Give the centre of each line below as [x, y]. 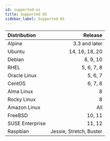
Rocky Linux [22, 100]
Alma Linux [20, 91]
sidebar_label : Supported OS [35, 19]
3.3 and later [88, 44]
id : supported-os [23, 10]
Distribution [22, 35]
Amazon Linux [24, 108]
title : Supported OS [26, 14]
